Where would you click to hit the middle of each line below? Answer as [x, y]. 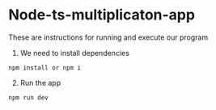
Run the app [40, 82]
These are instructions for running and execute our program [108, 37]
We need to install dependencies [74, 53]
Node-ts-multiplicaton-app [102, 15]
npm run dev [28, 97]
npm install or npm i [45, 68]
